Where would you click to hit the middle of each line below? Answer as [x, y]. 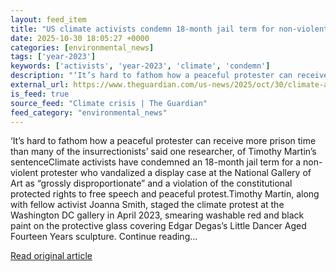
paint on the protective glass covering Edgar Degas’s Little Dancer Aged [158, 226]
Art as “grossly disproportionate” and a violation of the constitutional [151, 183]
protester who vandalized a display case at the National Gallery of [175, 173]
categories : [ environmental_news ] [82, 47]
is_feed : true [40, 94]
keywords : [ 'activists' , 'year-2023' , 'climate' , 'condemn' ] [140, 66]
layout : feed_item [48, 19]
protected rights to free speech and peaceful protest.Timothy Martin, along [165, 194]
